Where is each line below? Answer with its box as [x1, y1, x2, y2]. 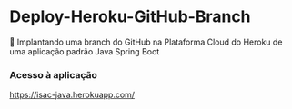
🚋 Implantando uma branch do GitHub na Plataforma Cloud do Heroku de [9, 36, 283, 47]
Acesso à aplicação [9, 68, 98, 81]
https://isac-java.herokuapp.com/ [9, 89, 135, 101]
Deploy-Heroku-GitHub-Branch [9, 6, 252, 27]
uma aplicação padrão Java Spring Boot [9, 45, 160, 56]
